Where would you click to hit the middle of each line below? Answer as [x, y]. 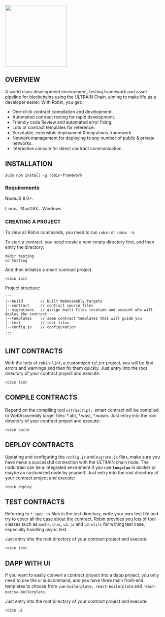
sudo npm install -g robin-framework [44, 175]
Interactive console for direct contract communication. [67, 148]
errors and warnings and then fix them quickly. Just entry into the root [76, 368]
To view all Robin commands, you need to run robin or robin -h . [70, 232]
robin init [16, 279]
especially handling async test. [36, 530]
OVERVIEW [23, 80]
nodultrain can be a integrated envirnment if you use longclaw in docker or [81, 467]
